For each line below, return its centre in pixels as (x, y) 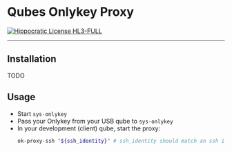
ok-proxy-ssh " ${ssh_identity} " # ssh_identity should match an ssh (118, 141)
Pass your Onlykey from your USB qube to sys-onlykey (95, 121)
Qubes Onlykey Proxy (71, 12)
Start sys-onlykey (42, 113)
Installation (32, 59)
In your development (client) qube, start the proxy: (89, 128)
